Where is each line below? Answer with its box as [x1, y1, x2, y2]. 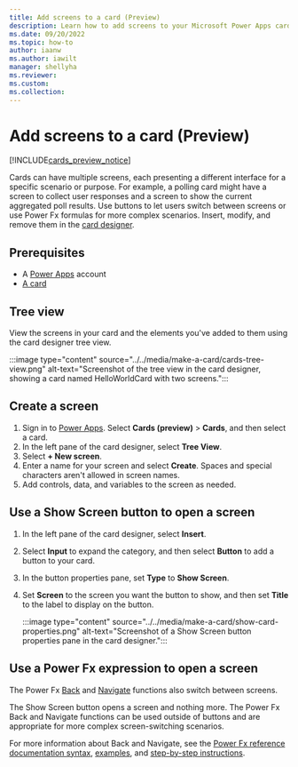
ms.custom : [9, 79, 50, 88]
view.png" [9, 364, 46, 374]
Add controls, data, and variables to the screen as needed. [21, 479, 237, 490]
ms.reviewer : [9, 71, 58, 80]
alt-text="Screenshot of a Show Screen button [82, 626, 252, 636]
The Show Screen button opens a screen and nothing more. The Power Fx [9, 701, 280, 712]
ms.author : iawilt [9, 54, 77, 63]
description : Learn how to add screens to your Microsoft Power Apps [9, 21, 272, 30]
